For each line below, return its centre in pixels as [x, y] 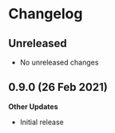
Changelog [46, 14]
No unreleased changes [59, 62]
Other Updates [33, 106]
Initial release [42, 122]
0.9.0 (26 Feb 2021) [58, 87]
